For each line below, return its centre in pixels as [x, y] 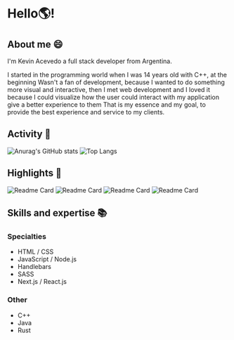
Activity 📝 [29, 134]
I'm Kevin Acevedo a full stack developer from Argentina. [90, 61]
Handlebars [34, 267]
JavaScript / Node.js [47, 259]
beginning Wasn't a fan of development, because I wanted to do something [116, 82]
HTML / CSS [35, 252]
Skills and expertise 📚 [57, 213]
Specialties [27, 236]
